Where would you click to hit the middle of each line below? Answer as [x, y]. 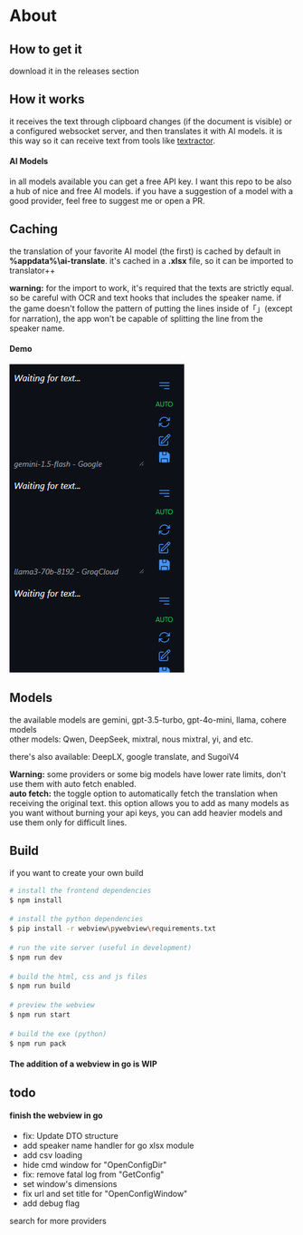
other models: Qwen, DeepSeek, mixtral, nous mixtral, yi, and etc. [132, 739]
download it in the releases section [75, 71]
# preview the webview [52, 1006]
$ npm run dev [36, 958]
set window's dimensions [70, 1183]
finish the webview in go [56, 1115]
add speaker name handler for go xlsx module [108, 1145]
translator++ [33, 270]
